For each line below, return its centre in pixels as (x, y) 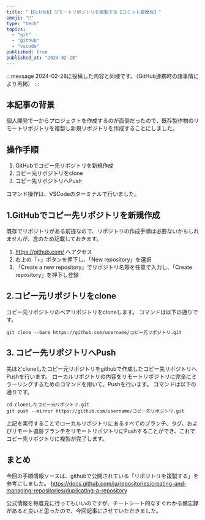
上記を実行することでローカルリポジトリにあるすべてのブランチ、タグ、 (97, 423)
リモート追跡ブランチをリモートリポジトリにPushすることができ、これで (103, 431)
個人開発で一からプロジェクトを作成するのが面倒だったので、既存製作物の (100, 121)
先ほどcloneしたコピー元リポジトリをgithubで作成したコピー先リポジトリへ (102, 368)
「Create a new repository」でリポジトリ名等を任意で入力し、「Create (104, 267)
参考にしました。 (28, 483)
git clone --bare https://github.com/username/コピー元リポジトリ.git (94, 332)
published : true (27, 52)
